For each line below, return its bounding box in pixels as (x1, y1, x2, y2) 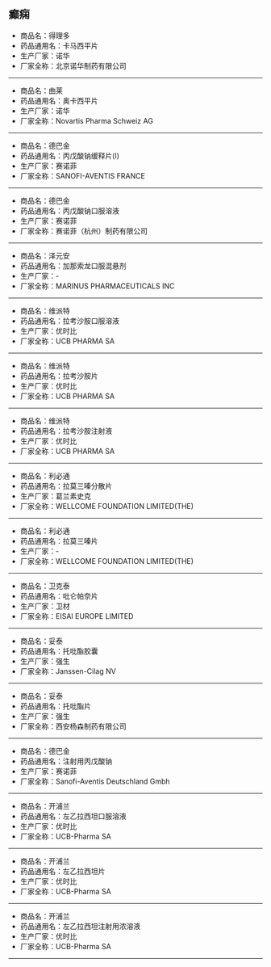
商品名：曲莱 (19, 86, 63, 95)
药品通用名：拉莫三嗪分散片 (19, 481, 113, 490)
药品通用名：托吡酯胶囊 (19, 645, 98, 656)
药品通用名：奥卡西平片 (19, 95, 98, 105)
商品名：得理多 (19, 31, 70, 40)
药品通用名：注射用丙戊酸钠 (19, 756, 113, 766)
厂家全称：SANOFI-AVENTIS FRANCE (19, 170, 145, 180)
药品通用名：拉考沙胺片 (19, 371, 98, 380)
